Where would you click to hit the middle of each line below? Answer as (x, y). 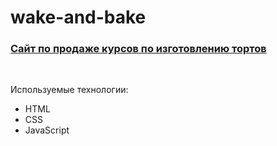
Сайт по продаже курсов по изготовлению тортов (138, 49)
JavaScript (47, 130)
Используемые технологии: (69, 90)
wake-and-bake (78, 17)
